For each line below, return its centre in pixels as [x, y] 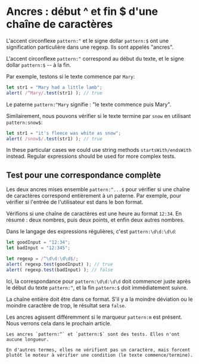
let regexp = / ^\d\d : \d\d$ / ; [42, 259]
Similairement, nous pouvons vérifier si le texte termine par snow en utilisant [99, 116]
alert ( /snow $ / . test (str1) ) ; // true [54, 139]
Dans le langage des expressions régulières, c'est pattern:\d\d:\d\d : [91, 232]
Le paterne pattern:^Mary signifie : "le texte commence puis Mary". [89, 104]
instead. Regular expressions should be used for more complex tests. [91, 156]
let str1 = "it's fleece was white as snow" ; [63, 133]
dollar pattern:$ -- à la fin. [39, 65]
